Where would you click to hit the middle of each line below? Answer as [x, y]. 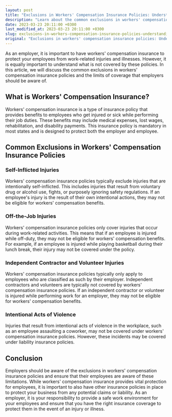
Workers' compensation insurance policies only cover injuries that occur [82, 227]
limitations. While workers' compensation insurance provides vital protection [86, 382]
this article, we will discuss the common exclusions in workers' [71, 69]
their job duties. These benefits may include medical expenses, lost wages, [84, 120]
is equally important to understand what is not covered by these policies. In [84, 64]
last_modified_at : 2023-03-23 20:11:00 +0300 [55, 29]
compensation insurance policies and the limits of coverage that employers [84, 75]
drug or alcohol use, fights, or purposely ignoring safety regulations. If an [83, 192]
